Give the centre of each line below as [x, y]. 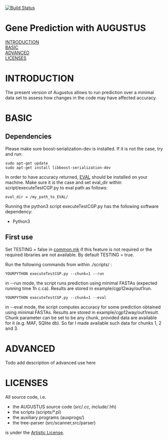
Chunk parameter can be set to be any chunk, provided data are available [81, 318]
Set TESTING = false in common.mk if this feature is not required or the [79, 249]
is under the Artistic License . [35, 432]
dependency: [19, 211]
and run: [14, 154]
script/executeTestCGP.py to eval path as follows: [56, 188]
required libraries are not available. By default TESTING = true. [70, 255]
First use [19, 237]
